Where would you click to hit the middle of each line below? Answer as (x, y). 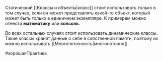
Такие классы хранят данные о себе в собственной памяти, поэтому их (82, 38)
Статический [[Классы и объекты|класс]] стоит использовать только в (81, 8)
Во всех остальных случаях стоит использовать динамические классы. (81, 33)
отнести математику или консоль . (43, 23)
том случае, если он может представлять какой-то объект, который (78, 13)
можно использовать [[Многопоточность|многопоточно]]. (67, 44)
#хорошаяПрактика (26, 53)
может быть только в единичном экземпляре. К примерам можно (76, 18)
